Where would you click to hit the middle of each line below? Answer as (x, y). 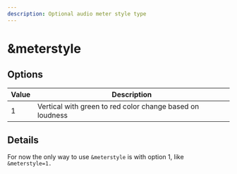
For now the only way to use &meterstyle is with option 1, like (96, 157)
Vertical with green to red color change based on (119, 106)
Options (25, 75)
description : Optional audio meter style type (77, 14)
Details (23, 141)
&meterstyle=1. (30, 164)
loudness (53, 115)
